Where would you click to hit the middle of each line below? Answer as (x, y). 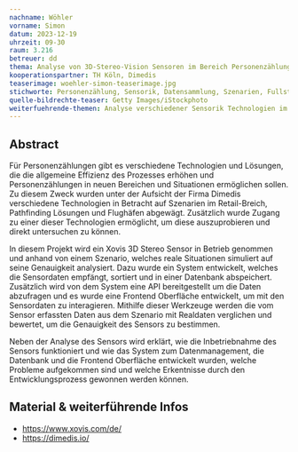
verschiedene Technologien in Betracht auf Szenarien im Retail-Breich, (138, 203)
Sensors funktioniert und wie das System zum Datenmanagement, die (137, 351)
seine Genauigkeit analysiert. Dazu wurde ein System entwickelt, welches (144, 268)
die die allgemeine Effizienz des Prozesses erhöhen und (112, 175)
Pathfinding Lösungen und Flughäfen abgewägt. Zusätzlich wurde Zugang (145, 213)
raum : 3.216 (31, 51)
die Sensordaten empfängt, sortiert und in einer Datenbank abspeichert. (141, 277)
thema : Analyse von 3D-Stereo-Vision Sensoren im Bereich (118, 67)
